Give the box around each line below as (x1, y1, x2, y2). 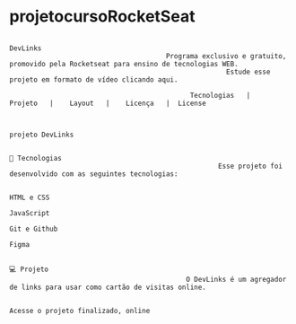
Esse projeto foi (218, 162, 283, 171)
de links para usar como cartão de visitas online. (9, 283, 206, 292)
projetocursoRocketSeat (9, 6, 196, 27)
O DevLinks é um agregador (186, 275, 287, 284)
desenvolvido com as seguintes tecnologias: (9, 169, 178, 179)
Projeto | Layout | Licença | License (9, 99, 206, 108)
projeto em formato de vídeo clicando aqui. (9, 74, 178, 84)
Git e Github (9, 224, 58, 233)
